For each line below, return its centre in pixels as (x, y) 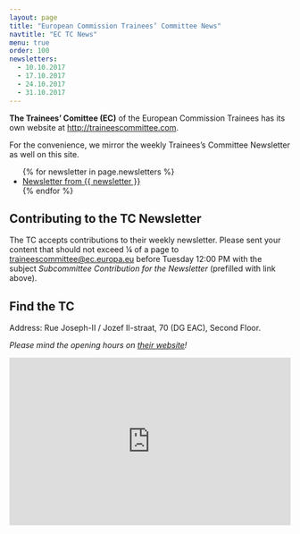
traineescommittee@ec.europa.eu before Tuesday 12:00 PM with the (136, 259)
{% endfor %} (48, 191)
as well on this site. (44, 154)
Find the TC (42, 306)
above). (23, 278)
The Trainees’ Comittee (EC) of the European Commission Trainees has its (147, 118)
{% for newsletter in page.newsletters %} (98, 172)
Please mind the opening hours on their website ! (98, 345)
